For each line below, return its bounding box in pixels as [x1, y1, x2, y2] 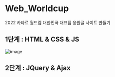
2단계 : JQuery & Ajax [5, 64, 71, 72]
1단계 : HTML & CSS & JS [5, 35, 79, 44]
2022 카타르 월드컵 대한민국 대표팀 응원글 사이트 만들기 [5, 19, 111, 25]
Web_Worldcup [5, 3, 69, 14]
